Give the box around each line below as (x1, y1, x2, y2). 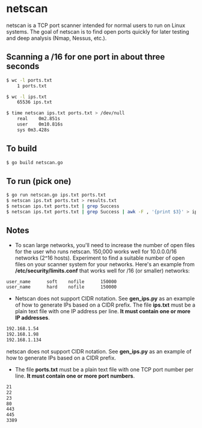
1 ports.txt (17, 83, 47, 89)
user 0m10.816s (17, 121, 63, 127)
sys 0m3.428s (17, 127, 50, 133)
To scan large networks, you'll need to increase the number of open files (14, 241, 195, 248)
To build (6, 144, 37, 154)
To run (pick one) (6, 176, 72, 186)
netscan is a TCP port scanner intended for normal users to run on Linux (6, 22, 185, 29)
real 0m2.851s (17, 116, 61, 122)
